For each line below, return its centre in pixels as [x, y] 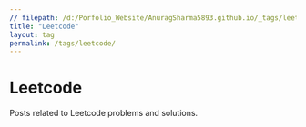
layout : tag [32, 34]
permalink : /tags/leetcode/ [63, 43]
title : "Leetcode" [44, 26]
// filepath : [34, 18]
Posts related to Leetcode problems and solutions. [104, 113]
